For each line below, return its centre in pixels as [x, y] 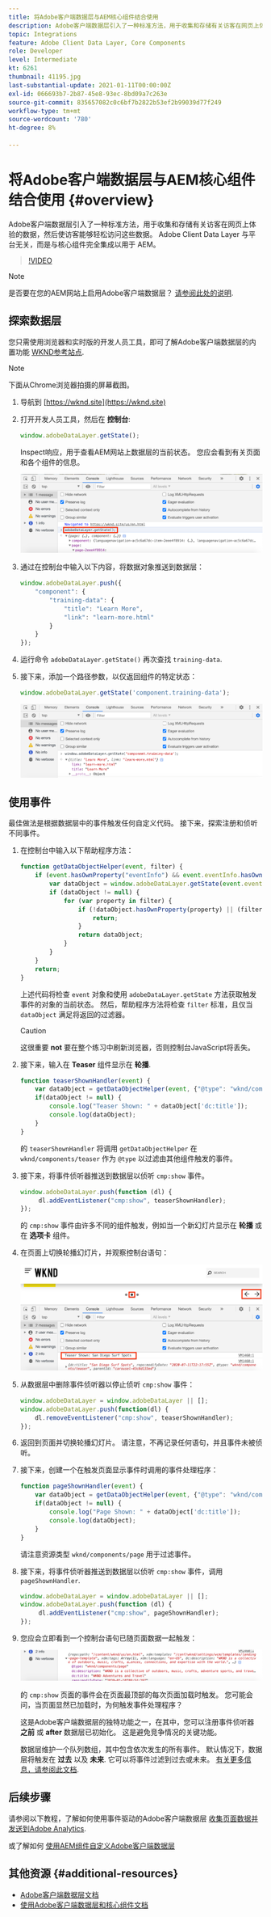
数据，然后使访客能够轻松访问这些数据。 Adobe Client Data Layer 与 [135, 234]
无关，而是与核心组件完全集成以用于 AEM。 [88, 244]
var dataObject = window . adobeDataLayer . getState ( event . [147, 884]
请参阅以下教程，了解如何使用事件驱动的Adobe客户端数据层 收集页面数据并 [133, 1818]
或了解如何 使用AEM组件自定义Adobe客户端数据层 [92, 1845]
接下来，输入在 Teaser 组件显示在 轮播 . [85, 1064]
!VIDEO [40, 260]
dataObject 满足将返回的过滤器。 [75, 1014]
